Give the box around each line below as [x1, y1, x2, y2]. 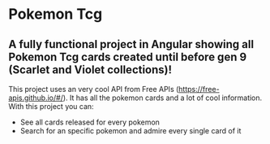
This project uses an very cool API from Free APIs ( [8, 85, 179, 94]
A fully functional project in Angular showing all [8, 37, 254, 51]
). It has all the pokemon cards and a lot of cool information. [62, 93, 263, 103]
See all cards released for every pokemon [19, 117, 161, 127]
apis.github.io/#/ [8, 93, 63, 103]
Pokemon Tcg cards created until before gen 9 [8, 50, 247, 63]
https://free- [178, 85, 221, 94]
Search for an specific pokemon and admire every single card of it [19, 126, 242, 135]
